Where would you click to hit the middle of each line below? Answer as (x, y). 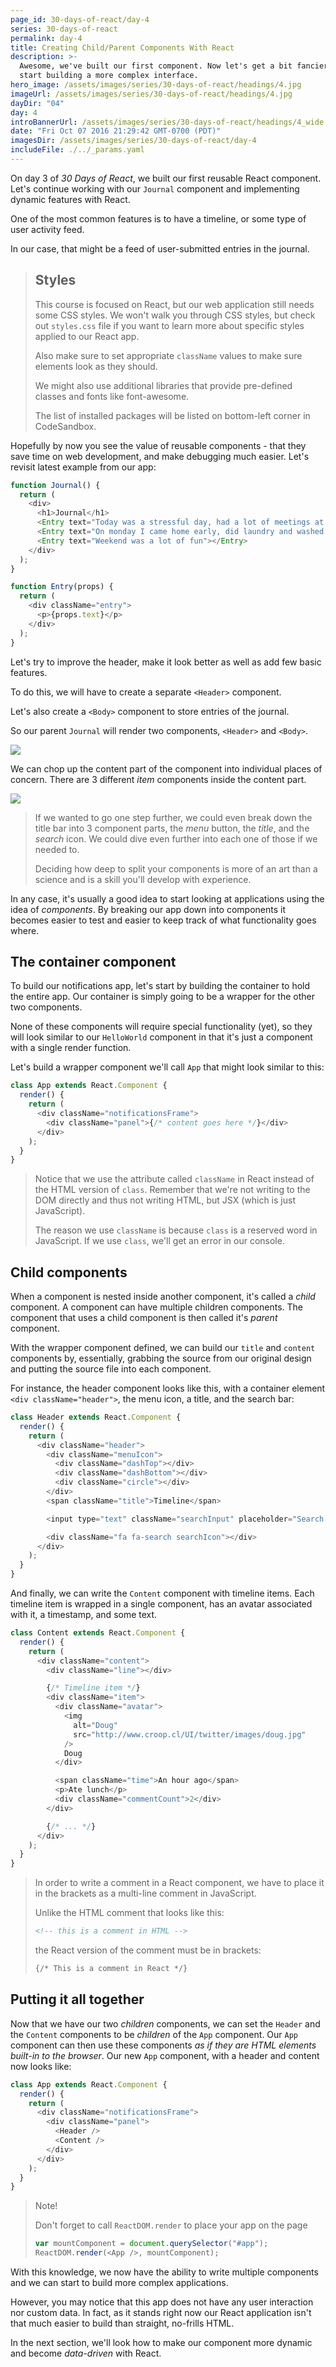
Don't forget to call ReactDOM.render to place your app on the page (171, 2225)
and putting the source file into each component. (111, 1369)
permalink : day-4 (46, 38)
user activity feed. (47, 229)
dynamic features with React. (70, 199)
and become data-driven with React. (86, 2353)
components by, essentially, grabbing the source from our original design (161, 1358)
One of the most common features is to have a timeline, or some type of (158, 218)
